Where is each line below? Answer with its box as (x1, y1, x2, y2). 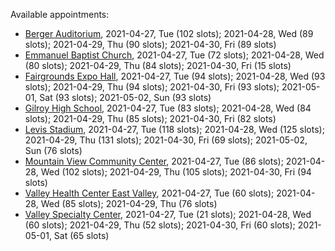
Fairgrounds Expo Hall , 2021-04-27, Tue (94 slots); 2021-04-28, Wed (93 (24, 70, 326, 82)
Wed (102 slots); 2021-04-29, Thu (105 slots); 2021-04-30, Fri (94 (40, 166, 312, 178)
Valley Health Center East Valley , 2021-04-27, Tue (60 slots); (24, 187, 275, 199)
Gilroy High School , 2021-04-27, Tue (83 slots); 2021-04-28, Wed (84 (24, 102, 312, 114)
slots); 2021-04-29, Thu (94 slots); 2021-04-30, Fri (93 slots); (24, 81, 280, 93)
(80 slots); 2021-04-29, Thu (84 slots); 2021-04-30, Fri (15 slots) (24, 60, 292, 71)
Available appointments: (10, 9, 110, 20)
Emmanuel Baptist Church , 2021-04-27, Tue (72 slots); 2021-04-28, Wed (24, 49, 325, 61)
